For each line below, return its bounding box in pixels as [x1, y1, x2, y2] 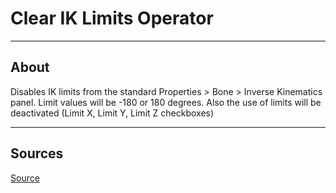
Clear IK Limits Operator [10, 7, 214, 30]
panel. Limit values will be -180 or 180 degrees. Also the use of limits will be [10, 96, 322, 108]
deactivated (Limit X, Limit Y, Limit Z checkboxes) [10, 107, 215, 119]
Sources [10, 145, 64, 162]
